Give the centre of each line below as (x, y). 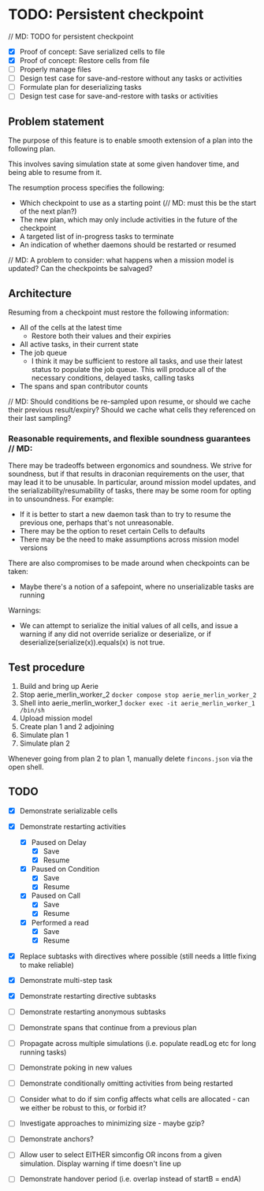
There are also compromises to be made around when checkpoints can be (129, 563)
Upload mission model (56, 718)
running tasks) (43, 1052)
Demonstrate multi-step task (66, 980)
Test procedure (46, 667)
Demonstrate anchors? (57, 1139)
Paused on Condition (65, 869)
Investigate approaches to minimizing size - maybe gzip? (112, 1123)
